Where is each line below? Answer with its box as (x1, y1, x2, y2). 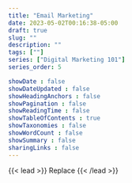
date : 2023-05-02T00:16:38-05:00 (8, 19, 119, 27)
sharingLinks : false (8, 143, 80, 151)
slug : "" (8, 33, 37, 42)
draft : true (8, 26, 47, 34)
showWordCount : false (8, 129, 83, 137)
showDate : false (8, 77, 66, 86)
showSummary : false (8, 136, 77, 144)
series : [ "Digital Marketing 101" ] (8, 56, 126, 64)
